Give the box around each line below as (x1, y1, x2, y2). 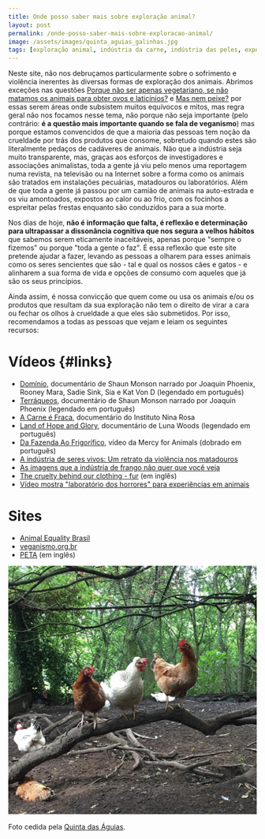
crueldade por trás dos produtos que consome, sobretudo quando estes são (8, 136, 256, 145)
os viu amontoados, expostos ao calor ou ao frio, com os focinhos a (8, 194, 229, 204)
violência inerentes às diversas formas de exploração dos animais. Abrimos (8, 77, 254, 87)
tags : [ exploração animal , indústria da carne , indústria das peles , (8, 46, 242, 54)
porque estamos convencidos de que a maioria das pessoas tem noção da (8, 127, 251, 137)
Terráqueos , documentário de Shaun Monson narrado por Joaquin (19, 396, 237, 405)
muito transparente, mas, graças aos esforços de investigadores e (8, 152, 223, 162)
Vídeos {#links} (8, 353, 113, 371)
